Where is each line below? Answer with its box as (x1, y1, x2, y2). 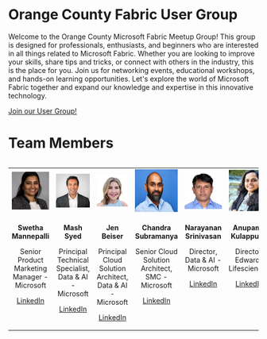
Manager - (12, 272, 49, 281)
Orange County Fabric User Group (8, 6, 238, 24)
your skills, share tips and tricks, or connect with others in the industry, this (8, 57, 254, 67)
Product (17, 255, 44, 264)
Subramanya (134, 231, 179, 241)
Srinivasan (185, 231, 222, 241)
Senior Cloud (134, 246, 178, 256)
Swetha (17, 222, 44, 232)
